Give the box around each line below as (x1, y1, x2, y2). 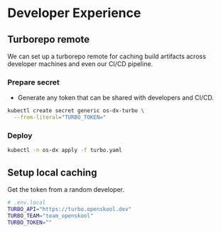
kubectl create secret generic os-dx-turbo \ (7, 107, 144, 114)
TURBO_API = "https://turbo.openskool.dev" (7, 205, 132, 212)
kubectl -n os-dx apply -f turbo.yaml (7, 147, 122, 154)
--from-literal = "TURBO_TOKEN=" (14, 114, 107, 121)
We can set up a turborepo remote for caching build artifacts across (7, 52, 206, 60)
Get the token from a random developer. (7, 185, 125, 194)
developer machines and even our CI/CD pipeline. (7, 60, 153, 68)
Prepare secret (7, 77, 60, 87)
